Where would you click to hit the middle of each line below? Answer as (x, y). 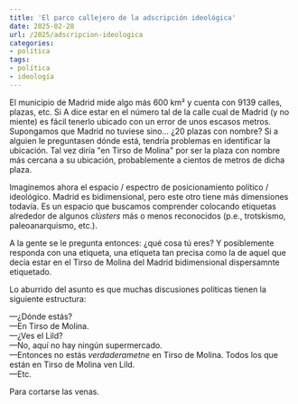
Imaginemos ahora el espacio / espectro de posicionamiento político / (139, 187)
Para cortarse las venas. (54, 391)
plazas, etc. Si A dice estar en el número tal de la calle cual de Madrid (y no (149, 112)
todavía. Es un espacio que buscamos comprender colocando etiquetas (143, 206)
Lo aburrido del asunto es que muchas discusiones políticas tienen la (138, 289)
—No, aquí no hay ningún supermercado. (86, 345)
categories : (32, 43)
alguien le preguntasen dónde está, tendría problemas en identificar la (140, 140)
